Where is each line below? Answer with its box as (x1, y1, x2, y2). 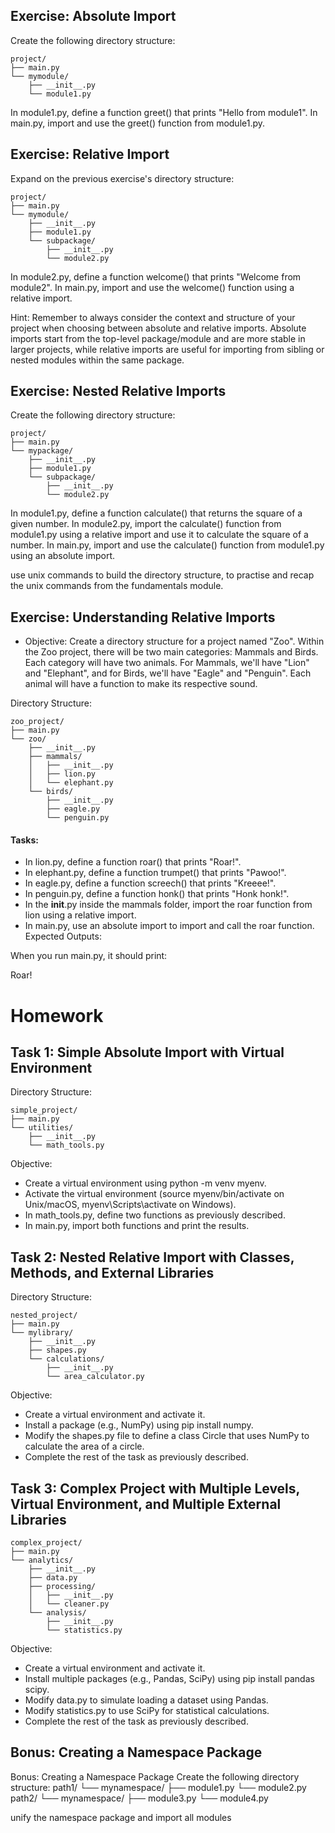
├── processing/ (28, 1582, 97, 1592)
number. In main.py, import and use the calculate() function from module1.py (10, 539, 325, 551)
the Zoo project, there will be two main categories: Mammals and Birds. (24, 646, 319, 658)
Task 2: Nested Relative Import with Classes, (10, 1249, 295, 1266)
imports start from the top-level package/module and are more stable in (10, 332, 306, 344)
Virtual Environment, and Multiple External (10, 1495, 282, 1513)
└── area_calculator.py (46, 1372, 145, 1382)
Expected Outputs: (24, 930, 102, 943)
